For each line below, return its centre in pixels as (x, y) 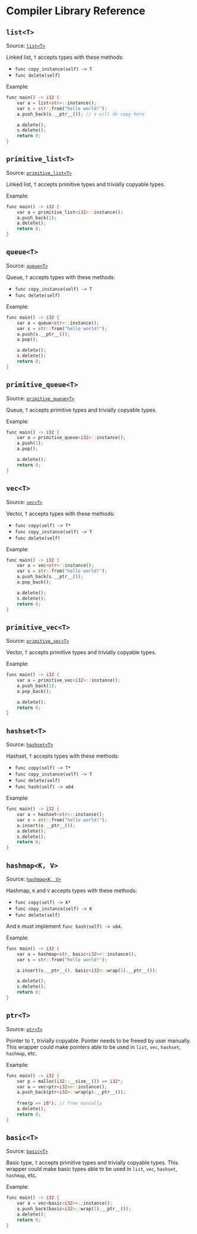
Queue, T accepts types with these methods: (61, 277)
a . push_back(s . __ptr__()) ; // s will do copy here (81, 114)
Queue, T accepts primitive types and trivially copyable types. (82, 410)
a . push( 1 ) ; (30, 443)
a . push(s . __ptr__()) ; (43, 334)
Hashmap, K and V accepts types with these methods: (72, 890)
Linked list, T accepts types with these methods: (65, 57)
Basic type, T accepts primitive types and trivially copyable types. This (92, 1163)
